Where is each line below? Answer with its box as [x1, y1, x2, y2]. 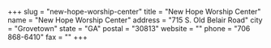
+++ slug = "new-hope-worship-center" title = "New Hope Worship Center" [7, 7, 261, 16]
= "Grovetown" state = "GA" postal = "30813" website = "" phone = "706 [7, 24, 251, 33]
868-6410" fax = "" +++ [7, 32, 88, 42]
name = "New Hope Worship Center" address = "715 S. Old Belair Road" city [7, 15, 263, 25]
